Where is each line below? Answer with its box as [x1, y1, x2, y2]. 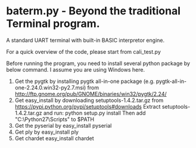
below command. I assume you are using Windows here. [6, 66, 145, 73]
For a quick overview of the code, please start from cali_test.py [6, 48, 161, 55]
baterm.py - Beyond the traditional [6, 4, 181, 18]
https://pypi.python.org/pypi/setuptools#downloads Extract [14, 103, 161, 110]
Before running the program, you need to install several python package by [6, 60, 191, 67]
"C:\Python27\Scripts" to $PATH [14, 115, 94, 123]
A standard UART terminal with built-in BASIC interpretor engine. [6, 36, 165, 44]
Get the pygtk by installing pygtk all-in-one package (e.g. [14, 78, 155, 85]
